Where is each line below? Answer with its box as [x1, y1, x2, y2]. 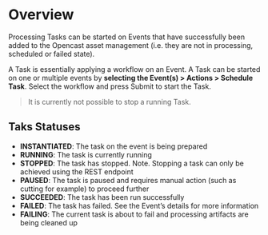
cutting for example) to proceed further [19, 184, 150, 193]
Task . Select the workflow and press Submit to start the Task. [8, 82, 212, 91]
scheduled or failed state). [8, 49, 95, 58]
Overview [8, 6, 74, 24]
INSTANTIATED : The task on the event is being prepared [19, 141, 208, 151]
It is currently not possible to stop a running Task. [27, 97, 192, 106]
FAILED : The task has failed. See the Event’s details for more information [19, 201, 259, 210]
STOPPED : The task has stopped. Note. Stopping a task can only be [19, 158, 244, 168]
